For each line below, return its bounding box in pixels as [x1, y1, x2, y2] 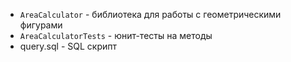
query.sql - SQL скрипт [19, 40, 117, 52]
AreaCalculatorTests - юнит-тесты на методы [19, 30, 213, 41]
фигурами [19, 19, 63, 31]
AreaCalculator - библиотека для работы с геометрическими [19, 9, 282, 20]
